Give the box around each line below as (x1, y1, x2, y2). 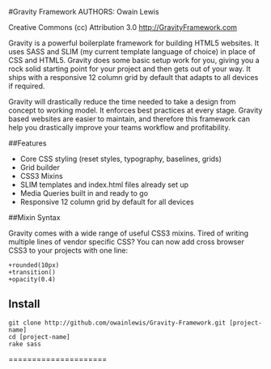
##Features (8, 138, 47, 148)
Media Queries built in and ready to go (19, 189, 148, 197)
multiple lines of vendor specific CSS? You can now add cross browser (8, 237, 244, 246)
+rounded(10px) (8, 261, 60, 269)
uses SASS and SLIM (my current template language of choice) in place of (8, 47, 256, 56)
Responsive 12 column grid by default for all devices (19, 197, 194, 206)
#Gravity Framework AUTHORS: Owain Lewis (8, 7, 159, 16)
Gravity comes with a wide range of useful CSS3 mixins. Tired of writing (8, 228, 249, 238)
